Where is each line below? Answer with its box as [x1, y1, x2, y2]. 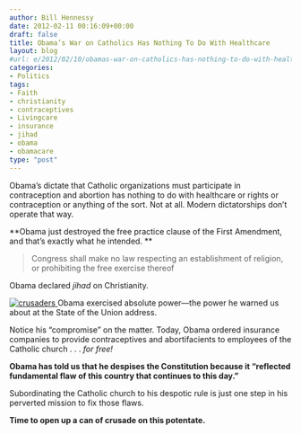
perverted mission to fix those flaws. [9, 397, 144, 408]
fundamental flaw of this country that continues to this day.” [9, 370, 239, 381]
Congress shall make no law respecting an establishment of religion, [30, 252, 284, 263]
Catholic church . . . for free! [9, 343, 114, 354]
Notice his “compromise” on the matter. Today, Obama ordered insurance [9, 324, 280, 335]
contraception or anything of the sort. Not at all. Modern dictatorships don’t [9, 199, 288, 209]
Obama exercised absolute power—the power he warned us [57, 297, 279, 308]
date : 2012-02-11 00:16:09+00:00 [9, 22, 134, 31]
